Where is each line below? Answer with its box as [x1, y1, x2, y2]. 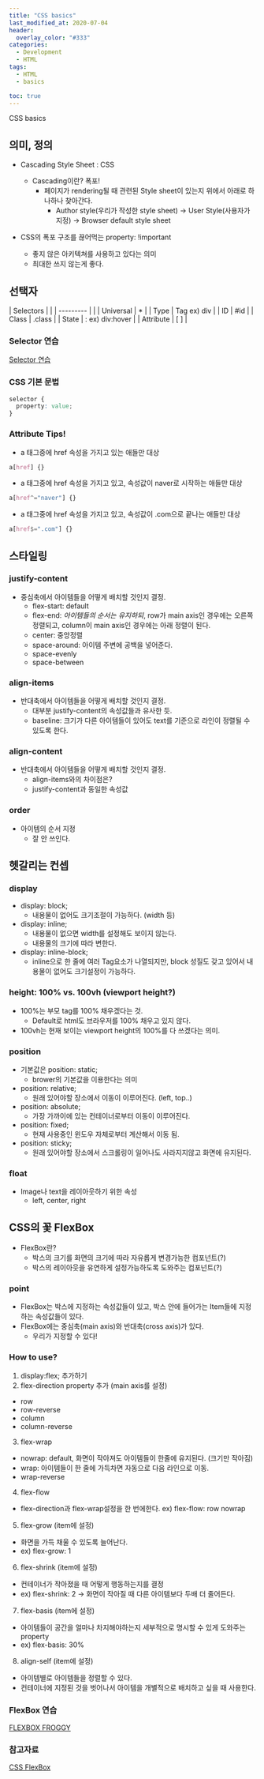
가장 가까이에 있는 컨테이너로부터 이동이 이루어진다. [32, 1111, 191, 1120]
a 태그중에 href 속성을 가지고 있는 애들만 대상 [20, 447, 160, 457]
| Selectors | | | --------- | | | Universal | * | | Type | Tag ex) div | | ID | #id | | [9, 306, 255, 315]
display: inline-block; [20, 947, 89, 957]
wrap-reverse [20, 1472, 65, 1481]
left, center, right [32, 1196, 87, 1205]
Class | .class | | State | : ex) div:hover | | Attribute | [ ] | [9, 314, 188, 324]
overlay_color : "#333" [16, 33, 91, 42]
